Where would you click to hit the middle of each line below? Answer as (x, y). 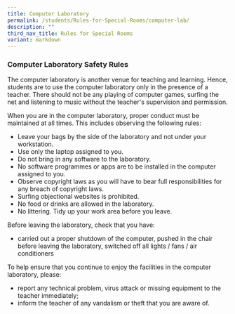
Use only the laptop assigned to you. (70, 152)
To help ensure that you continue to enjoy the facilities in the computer (109, 267)
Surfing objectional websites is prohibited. (78, 197)
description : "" (31, 27)
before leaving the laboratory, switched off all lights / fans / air (107, 246)
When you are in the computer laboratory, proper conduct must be (103, 116)
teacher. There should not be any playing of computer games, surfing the (113, 95)
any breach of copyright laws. (60, 189)
